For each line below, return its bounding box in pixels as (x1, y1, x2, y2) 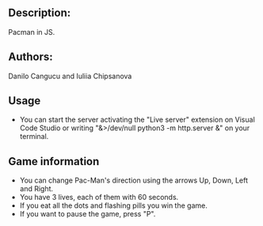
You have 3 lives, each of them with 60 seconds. (19, 193, 179, 202)
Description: (8, 6, 71, 20)
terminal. (19, 132, 49, 141)
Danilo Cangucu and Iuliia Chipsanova (8, 71, 132, 81)
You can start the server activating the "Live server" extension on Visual (19, 115, 255, 125)
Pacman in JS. (8, 27, 55, 36)
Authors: (8, 51, 53, 64)
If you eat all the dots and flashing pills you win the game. (19, 201, 208, 210)
